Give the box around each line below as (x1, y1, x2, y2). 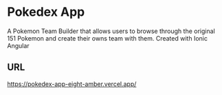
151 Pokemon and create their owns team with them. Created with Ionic (7, 34, 208, 42)
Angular (7, 41, 30, 50)
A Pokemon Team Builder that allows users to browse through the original (7, 27, 215, 35)
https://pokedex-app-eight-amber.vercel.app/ (7, 80, 137, 88)
